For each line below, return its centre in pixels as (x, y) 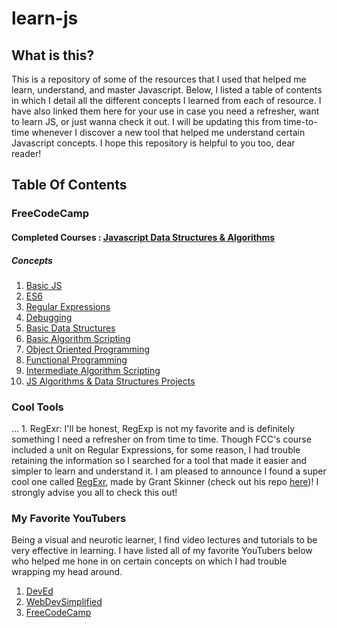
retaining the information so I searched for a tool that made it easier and (159, 461)
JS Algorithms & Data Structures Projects (110, 381)
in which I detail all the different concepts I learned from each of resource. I (166, 100)
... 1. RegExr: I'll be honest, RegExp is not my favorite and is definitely (153, 429)
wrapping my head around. (67, 572)
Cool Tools (37, 407)
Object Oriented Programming (88, 349)
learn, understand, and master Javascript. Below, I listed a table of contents (167, 90)
